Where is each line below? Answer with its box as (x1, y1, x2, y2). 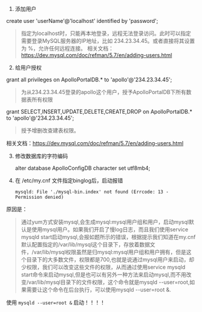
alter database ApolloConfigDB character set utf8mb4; (14, 164, 150, 172)
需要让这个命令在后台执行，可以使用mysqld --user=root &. (26, 286, 171, 293)
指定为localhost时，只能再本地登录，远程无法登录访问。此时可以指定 (20, 30, 191, 37)
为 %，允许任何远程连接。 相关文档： (20, 45, 114, 52)
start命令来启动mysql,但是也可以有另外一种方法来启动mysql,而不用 (20, 271, 186, 278)
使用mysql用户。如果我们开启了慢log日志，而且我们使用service (31, 226, 188, 233)
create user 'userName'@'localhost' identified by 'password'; (6, 17, 158, 24)
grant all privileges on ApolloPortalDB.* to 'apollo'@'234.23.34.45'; (6, 76, 173, 83)
